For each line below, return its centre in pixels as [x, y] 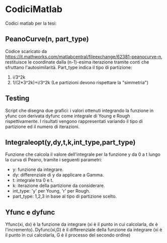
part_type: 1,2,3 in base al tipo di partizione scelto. [65, 196]
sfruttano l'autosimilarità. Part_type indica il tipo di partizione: [69, 67]
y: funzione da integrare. [38, 169]
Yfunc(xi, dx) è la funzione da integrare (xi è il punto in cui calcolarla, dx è [82, 224]
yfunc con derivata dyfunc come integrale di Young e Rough [68, 116]
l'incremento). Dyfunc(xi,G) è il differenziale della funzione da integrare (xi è [84, 230]
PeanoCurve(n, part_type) [47, 39]
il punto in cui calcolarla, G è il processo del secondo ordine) [68, 235]
